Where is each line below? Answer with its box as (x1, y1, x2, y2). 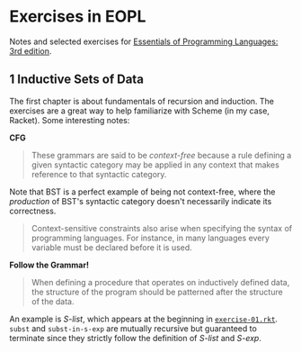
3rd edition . (9, 45, 52, 56)
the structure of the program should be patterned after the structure (31, 286, 283, 297)
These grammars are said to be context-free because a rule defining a (31, 149, 292, 160)
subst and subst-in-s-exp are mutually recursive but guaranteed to (9, 322, 258, 334)
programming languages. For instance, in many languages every (31, 232, 270, 243)
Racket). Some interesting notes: (9, 114, 130, 125)
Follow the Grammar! (9, 259, 90, 270)
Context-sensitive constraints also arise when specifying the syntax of (31, 222, 293, 233)
